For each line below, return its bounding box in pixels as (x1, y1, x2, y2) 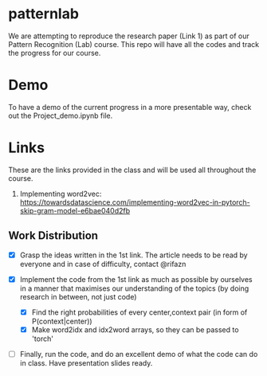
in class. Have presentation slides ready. (19, 358, 153, 367)
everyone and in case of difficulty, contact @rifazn (19, 259, 187, 268)
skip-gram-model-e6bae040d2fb (19, 206, 131, 215)
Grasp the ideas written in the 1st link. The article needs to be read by (19, 250, 249, 260)
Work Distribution (8, 229, 98, 243)
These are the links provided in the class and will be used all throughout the (8, 165, 257, 174)
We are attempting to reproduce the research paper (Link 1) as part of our (8, 31, 249, 41)
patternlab (8, 5, 80, 23)
